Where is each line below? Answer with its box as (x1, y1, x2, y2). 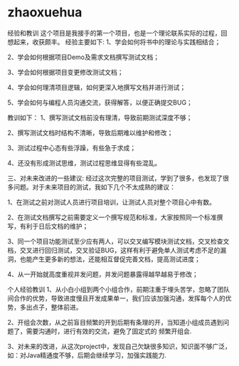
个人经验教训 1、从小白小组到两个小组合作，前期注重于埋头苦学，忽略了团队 (7, 285, 230, 293)
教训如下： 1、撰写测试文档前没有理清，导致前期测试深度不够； (7, 113, 193, 122)
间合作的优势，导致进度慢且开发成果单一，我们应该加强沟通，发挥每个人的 (7, 293, 225, 303)
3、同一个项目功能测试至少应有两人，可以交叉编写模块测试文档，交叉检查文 (7, 236, 230, 246)
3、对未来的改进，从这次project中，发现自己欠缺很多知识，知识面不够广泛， (7, 342, 231, 350)
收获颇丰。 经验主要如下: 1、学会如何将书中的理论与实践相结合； (31, 37, 221, 46)
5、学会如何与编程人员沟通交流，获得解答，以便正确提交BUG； (7, 98, 193, 107)
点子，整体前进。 (31, 303, 83, 311)
